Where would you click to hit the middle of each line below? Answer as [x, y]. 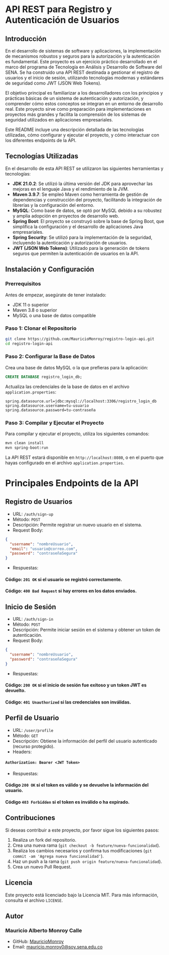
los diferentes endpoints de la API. [41, 140]
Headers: [22, 752]
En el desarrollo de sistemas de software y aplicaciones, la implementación [83, 51]
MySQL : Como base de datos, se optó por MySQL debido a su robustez [87, 210]
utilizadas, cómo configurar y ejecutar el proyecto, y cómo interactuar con [82, 135]
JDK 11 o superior [31, 305]
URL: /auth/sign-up [33, 514]
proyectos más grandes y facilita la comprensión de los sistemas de [76, 114]
